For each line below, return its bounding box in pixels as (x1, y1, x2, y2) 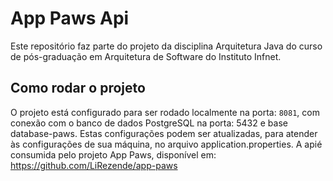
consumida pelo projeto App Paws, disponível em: (10, 148, 217, 161)
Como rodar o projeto (10, 80, 146, 97)
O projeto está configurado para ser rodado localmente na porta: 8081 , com (10, 106, 320, 118)
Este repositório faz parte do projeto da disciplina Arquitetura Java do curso (10, 40, 323, 52)
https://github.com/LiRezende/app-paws (10, 159, 178, 171)
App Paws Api (10, 7, 130, 30)
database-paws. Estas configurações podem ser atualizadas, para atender (10, 127, 318, 139)
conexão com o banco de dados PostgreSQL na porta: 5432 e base (10, 117, 288, 129)
